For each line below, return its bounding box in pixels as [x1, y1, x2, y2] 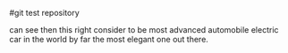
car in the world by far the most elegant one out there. [9, 34, 208, 44]
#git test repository [9, 8, 80, 18]
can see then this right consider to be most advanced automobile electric [9, 25, 279, 34]
